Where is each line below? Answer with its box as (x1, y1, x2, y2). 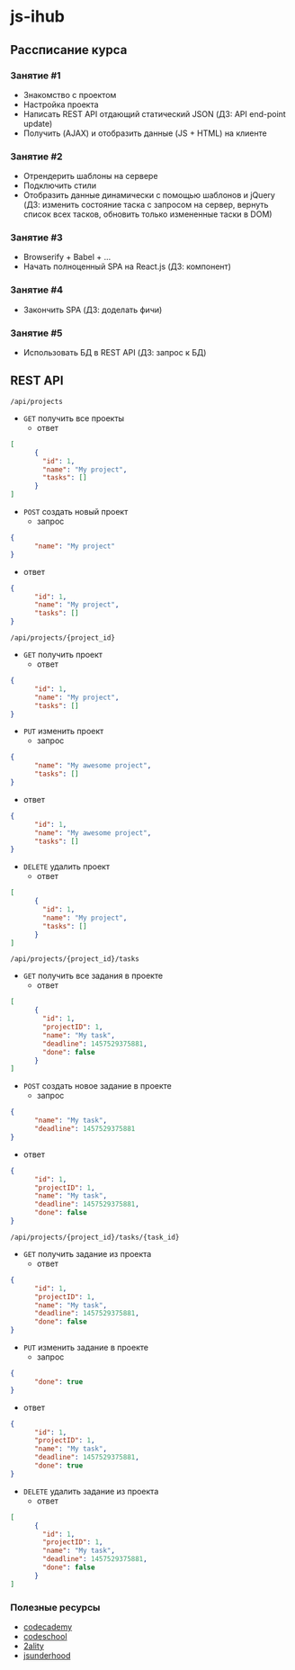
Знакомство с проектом (22, 89, 117, 100)
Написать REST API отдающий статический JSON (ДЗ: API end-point (22, 108, 286, 119)
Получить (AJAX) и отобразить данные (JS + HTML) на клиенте (22, 128, 268, 139)
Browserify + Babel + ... (22, 252, 112, 263)
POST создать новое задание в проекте (22, 1081, 172, 1091)
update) (22, 118, 53, 129)
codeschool (22, 1630, 67, 1641)
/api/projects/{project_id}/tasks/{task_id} (10, 1233, 180, 1242)
